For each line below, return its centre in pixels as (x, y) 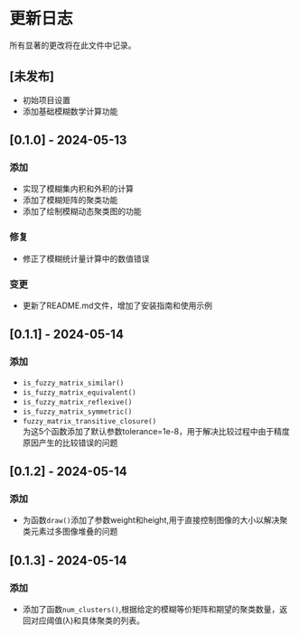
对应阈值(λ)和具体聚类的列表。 (87, 620)
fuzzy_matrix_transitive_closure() (89, 421)
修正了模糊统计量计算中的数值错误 (86, 258)
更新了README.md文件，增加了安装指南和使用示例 (117, 306)
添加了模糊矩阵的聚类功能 (70, 200)
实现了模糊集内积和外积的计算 (78, 189)
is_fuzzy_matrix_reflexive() (77, 402)
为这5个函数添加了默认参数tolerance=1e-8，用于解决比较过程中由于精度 (156, 431)
